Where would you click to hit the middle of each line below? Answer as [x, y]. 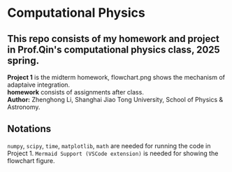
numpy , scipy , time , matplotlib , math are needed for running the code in [109, 145]
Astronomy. [24, 107]
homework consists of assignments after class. [76, 92]
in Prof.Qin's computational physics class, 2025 [114, 49]
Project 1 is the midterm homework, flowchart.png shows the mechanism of [116, 77]
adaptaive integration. [39, 85]
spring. [23, 60]
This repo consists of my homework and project [114, 39]
